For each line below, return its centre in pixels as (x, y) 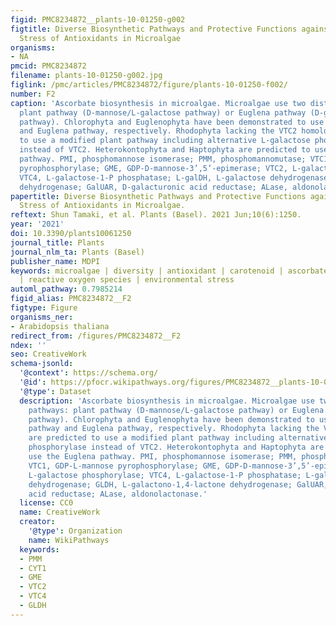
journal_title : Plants (57, 242)
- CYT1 (33, 568)
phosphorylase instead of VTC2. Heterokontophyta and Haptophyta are (176, 447)
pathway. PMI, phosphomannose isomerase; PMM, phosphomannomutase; (163, 159)
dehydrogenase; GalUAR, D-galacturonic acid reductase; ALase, (153, 187)
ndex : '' (28, 345)
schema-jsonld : (42, 364)
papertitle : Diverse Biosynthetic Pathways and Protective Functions (158, 196)
